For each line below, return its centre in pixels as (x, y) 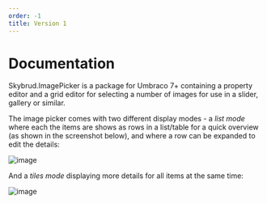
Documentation (62, 64)
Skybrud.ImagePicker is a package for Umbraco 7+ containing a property (131, 86)
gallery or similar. (37, 103)
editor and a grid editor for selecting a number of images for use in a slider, (133, 95)
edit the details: (34, 144)
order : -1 (25, 16)
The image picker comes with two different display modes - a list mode (127, 119)
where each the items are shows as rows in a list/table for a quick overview (133, 127)
